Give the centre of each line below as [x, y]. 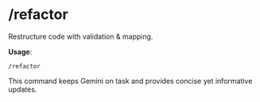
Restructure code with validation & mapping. [81, 36]
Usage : [20, 51]
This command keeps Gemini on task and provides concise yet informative [130, 81]
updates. [23, 89]
